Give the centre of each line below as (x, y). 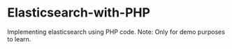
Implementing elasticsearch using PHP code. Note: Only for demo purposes (116, 32)
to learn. (19, 39)
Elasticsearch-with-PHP (79, 13)
